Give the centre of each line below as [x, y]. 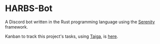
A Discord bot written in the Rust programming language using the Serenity [80, 22]
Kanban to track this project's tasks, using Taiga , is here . [62, 36]
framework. [16, 27]
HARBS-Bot [29, 8]
